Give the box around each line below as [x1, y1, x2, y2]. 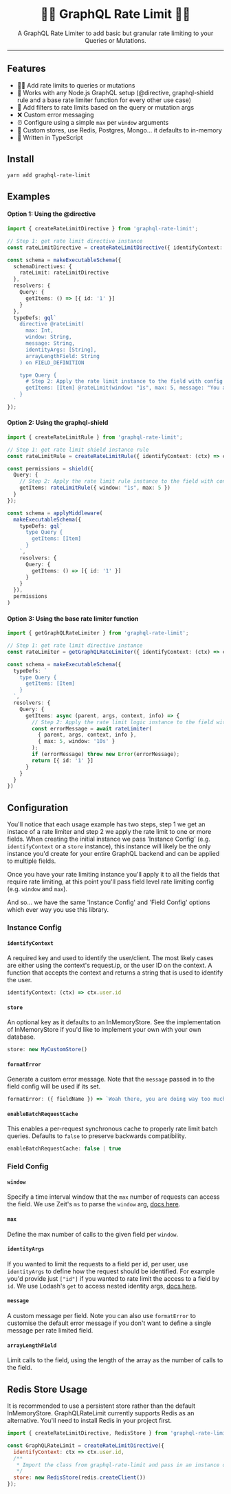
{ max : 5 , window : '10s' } [37, 738, 115, 745]
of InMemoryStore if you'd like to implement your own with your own [7, 1026, 201, 1034]
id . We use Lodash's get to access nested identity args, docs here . [7, 1282, 197, 1290]
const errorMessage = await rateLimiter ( [32, 725, 153, 732]
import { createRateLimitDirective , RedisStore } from [7, 1430, 168, 1437]
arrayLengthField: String [25, 352, 100, 359]
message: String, [25, 340, 76, 347]
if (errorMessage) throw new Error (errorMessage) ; [32, 751, 180, 758]
